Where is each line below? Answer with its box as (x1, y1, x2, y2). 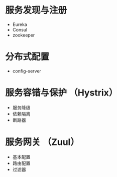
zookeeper (12, 32, 35, 38)
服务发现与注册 (5, 4, 67, 16)
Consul (12, 26, 28, 32)
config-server (12, 68, 42, 74)
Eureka (12, 21, 28, 27)
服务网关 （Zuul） (5, 136, 79, 147)
